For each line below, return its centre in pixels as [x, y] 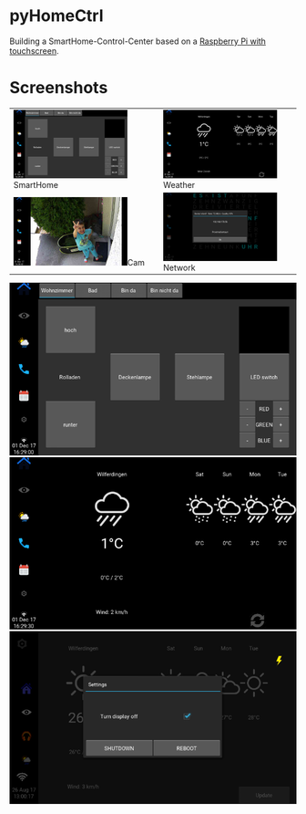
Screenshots [59, 88]
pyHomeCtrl [56, 16]
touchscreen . [34, 50]
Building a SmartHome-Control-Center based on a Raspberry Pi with [138, 41]
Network [179, 267]
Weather [179, 184]
